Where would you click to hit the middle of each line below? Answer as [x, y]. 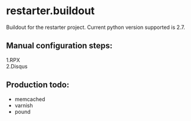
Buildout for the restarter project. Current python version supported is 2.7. [96, 27]
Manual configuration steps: [60, 46]
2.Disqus [17, 66]
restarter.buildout [51, 11]
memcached [30, 99]
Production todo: [38, 85]
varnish [24, 105]
